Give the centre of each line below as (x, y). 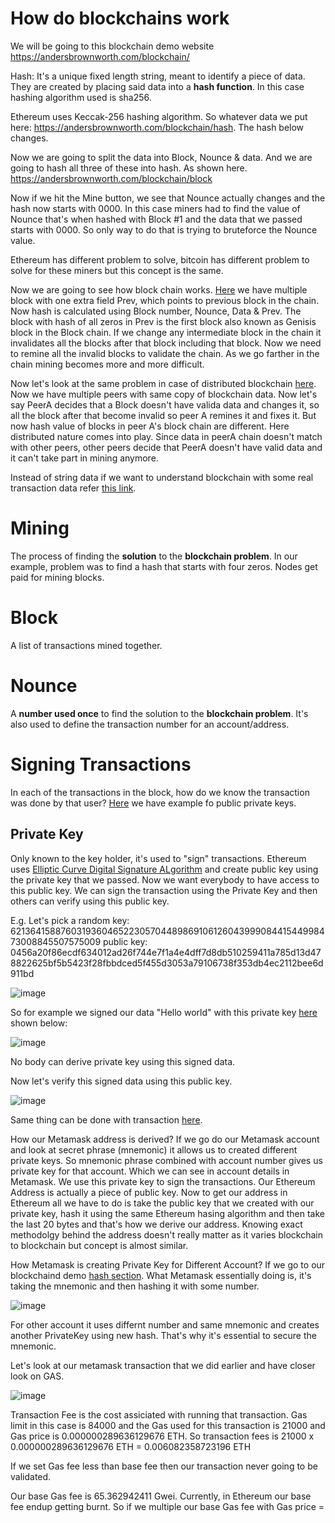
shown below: (39, 1023)
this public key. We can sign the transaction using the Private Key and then (164, 890)
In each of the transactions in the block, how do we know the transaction (160, 792)
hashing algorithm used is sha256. (81, 97)
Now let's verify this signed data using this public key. (121, 1081)
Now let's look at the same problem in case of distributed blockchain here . (163, 383)
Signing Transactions (101, 764)
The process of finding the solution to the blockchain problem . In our (154, 556)
